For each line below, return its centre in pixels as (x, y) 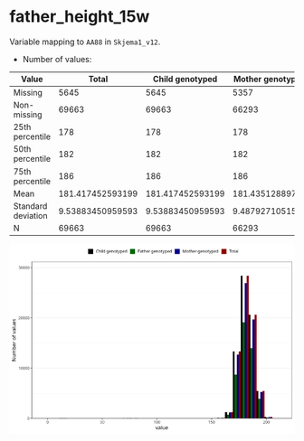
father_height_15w (80, 17)
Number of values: (57, 59)
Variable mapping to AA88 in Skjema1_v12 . (85, 42)
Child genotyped (185, 80)
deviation (30, 216)
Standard (30, 206)
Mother (248, 80)
